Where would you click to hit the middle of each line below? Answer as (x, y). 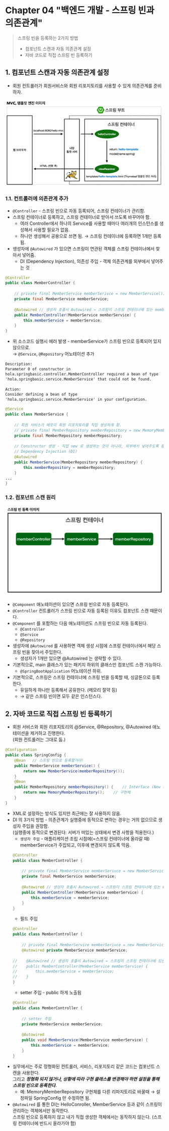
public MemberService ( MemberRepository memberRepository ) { (78, 462)
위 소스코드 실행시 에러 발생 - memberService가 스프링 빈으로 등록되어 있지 (87, 341)
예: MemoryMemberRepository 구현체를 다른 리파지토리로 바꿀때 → (87, 1092)
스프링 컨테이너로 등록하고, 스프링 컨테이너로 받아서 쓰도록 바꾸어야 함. (81, 217)
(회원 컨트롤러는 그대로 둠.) (39, 740)
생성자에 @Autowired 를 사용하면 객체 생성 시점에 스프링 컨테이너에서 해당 (84, 646)
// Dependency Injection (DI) (46, 452)
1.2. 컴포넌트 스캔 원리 (30, 497)
